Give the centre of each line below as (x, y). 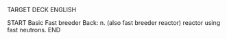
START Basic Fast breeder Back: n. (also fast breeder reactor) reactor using (114, 23)
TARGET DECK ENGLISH (42, 10)
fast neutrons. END (34, 30)
